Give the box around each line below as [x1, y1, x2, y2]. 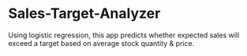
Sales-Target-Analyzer [8, 5, 161, 23]
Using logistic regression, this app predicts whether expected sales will [8, 30, 240, 40]
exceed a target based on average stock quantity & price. [8, 38, 195, 47]
